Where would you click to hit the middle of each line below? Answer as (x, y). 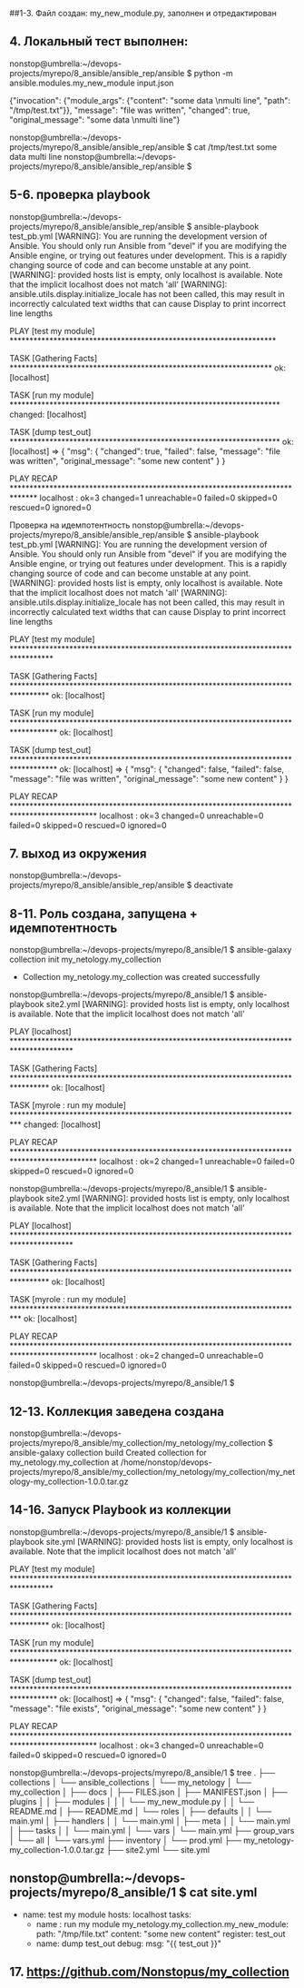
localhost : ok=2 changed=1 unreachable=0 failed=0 (197, 1162)
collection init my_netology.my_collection (85, 959)
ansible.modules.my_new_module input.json (92, 83)
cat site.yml (223, 1893)
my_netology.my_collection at (64, 1462)
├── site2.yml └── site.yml (158, 1850)
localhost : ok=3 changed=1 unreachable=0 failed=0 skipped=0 (159, 498)
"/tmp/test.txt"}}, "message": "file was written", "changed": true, (130, 110)
